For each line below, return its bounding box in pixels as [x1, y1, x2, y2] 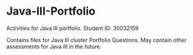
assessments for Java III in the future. [6, 43, 101, 50]
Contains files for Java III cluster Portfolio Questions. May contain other [6, 36, 187, 43]
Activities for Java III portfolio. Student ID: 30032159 [6, 24, 139, 32]
